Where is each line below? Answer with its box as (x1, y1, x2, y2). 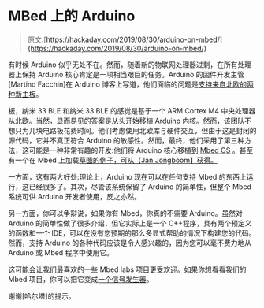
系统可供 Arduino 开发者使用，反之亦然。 (8, 191, 142, 201)
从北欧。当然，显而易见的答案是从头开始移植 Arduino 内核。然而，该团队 (8, 116, 245, 125)
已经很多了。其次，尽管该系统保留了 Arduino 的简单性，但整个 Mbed (28, 182, 252, 191)
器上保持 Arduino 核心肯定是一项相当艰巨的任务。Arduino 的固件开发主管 (8, 69, 245, 79)
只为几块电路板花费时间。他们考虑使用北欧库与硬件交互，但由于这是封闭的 (14, 125, 257, 135)
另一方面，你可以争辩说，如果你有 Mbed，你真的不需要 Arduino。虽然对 (8, 208, 243, 217)
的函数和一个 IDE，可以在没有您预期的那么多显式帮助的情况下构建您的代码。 (8, 228, 256, 237)
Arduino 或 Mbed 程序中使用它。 (8, 247, 114, 257)
